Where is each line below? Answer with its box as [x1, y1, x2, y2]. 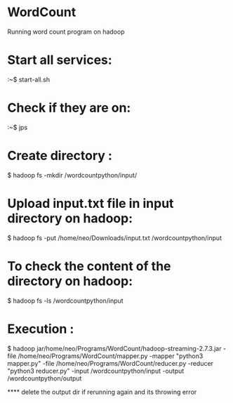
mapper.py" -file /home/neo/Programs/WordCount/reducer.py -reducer [7, 359, 214, 367]
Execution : [7, 321, 74, 337]
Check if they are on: [7, 100, 131, 116]
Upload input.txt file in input [7, 195, 174, 211]
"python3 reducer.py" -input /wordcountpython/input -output [7, 366, 185, 375]
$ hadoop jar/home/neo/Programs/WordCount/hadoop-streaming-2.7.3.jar [7, 344, 222, 352]
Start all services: [7, 52, 112, 68]
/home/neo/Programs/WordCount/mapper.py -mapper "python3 [18, 352, 204, 360]
